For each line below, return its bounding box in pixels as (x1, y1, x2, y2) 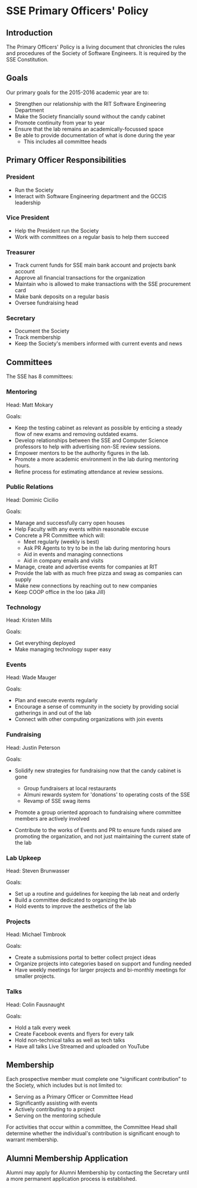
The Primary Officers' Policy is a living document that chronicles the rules (6, 43, 185, 50)
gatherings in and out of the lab (14, 709, 92, 716)
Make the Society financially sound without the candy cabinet (14, 112, 166, 120)
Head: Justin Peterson (6, 744, 60, 751)
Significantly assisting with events (14, 1099, 98, 1107)
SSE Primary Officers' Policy (6, 4, 149, 18)
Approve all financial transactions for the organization (14, 274, 146, 282)
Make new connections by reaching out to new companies (14, 582, 158, 589)
